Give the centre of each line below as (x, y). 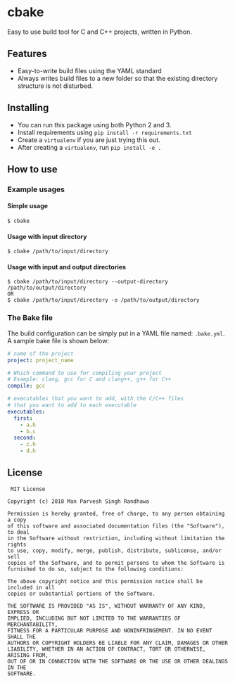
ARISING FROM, (28, 655)
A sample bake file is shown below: (58, 340)
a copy (17, 520)
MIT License (28, 489)
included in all (31, 587)
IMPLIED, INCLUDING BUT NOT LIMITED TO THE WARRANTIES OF (94, 618)
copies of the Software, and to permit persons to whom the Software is (116, 563)
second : (25, 438)
